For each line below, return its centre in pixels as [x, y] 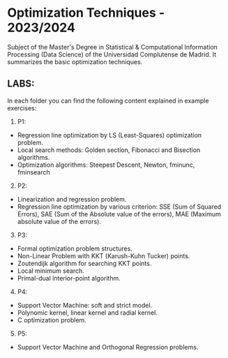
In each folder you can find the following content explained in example [108, 100]
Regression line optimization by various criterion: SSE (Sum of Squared [119, 207]
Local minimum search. [51, 271]
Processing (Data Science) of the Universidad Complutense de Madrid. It [112, 54]
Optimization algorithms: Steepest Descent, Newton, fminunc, [106, 165]
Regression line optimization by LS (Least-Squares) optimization [109, 135]
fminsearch [33, 172]
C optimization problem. [52, 320]
